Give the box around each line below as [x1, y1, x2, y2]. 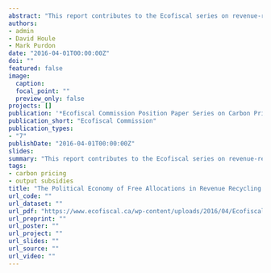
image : [8, 72, 31, 80]
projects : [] [8, 102, 52, 110]
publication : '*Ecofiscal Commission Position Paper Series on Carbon [8, 110, 251, 118]
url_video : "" [8, 252, 56, 260]
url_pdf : [8, 207, 38, 215]
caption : [15, 79, 45, 87]
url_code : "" [8, 191, 52, 200]
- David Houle [8, 34, 56, 43]
